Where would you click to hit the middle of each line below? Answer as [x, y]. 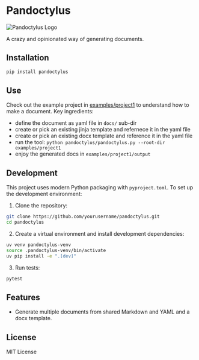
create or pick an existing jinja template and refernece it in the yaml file [103, 130]
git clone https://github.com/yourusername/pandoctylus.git [83, 217]
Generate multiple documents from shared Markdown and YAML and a [102, 312]
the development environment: [44, 194]
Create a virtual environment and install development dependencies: [99, 234]
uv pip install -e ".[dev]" [41, 256]
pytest [14, 279]
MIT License [22, 352]
